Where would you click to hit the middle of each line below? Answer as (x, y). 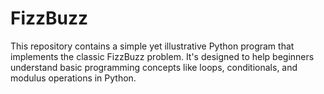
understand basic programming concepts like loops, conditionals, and (154, 67)
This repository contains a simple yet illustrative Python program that (152, 46)
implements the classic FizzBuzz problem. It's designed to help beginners (162, 56)
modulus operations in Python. (73, 78)
